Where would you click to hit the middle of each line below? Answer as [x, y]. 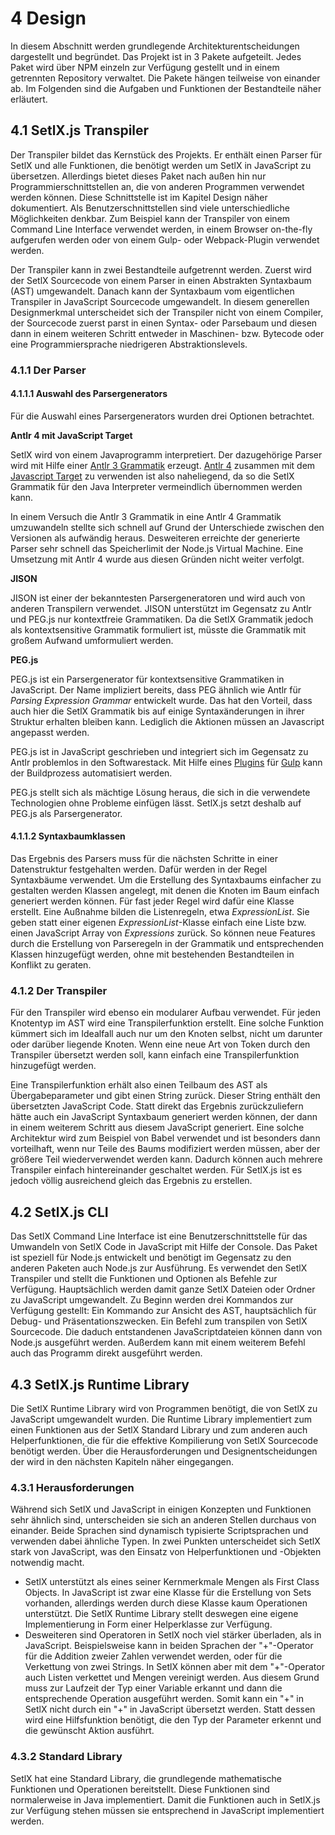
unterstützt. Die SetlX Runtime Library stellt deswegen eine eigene [161, 1614]
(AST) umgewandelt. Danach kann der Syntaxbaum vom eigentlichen [152, 291]
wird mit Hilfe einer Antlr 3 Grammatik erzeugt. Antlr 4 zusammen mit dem [163, 465]
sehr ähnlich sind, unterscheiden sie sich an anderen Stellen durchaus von [163, 1520]
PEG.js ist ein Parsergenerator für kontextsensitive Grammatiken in [147, 679]
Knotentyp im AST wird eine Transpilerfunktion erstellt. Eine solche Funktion [167, 1023]
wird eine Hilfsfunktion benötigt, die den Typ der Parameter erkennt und [173, 1720]
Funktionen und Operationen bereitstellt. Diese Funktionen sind [140, 1789]
